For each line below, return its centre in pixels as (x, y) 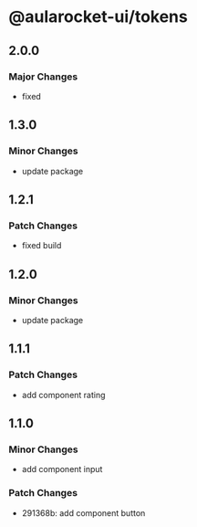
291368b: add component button (83, 512)
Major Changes (43, 77)
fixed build (41, 246)
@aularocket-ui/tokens (98, 17)
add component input (62, 469)
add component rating (63, 395)
